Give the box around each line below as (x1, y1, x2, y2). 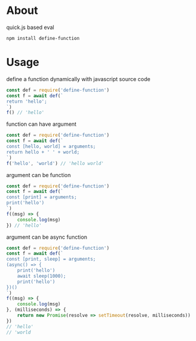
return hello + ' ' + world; (6, 149, 80, 155)
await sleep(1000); (17, 273, 67, 279)
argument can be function (6, 171, 71, 178)
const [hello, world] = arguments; (6, 143, 96, 149)
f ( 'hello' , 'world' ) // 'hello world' (6, 160, 104, 166)
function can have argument (6, 120, 77, 128)
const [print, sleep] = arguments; (6, 256, 96, 262)
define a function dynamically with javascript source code (6, 75, 151, 82)
